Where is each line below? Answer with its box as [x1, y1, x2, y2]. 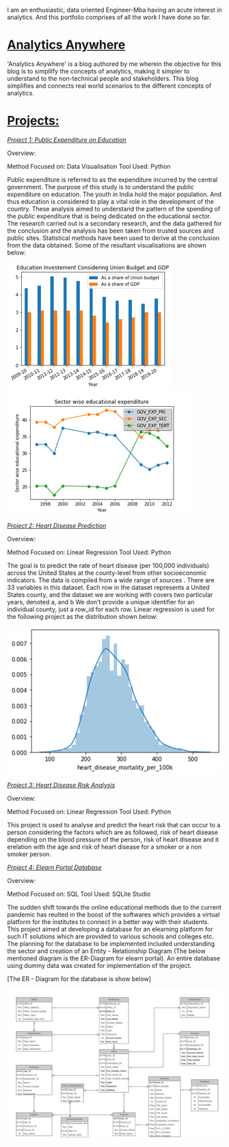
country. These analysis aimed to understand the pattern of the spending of [7, 204, 221, 213]
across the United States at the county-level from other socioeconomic [7, 569, 207, 577]
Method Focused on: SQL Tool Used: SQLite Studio [7, 890, 151, 898]
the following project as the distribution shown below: [7, 612, 159, 620]
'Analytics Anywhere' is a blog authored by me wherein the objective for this [7, 60, 222, 68]
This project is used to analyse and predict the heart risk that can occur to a [7, 821, 221, 829]
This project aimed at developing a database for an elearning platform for [7, 925, 213, 934]
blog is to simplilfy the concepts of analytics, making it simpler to [7, 67, 190, 75]
